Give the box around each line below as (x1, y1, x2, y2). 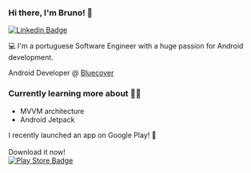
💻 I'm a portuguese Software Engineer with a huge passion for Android (8, 41, 244, 51)
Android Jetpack (19, 115, 75, 124)
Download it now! (8, 147, 66, 156)
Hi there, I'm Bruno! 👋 (8, 7, 94, 18)
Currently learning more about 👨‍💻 (8, 88, 141, 99)
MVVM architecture (19, 106, 85, 116)
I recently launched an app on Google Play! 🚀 (8, 130, 157, 140)
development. (8, 53, 54, 62)
